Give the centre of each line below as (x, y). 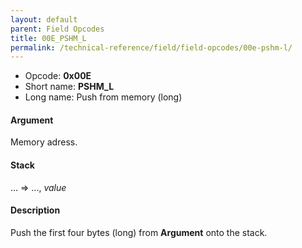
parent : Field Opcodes (57, 29)
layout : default (44, 19)
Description (35, 210)
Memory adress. (44, 142)
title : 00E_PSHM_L (48, 38)
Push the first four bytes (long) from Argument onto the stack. (139, 232)
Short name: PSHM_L (69, 87)
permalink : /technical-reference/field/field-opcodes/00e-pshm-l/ (151, 47)
